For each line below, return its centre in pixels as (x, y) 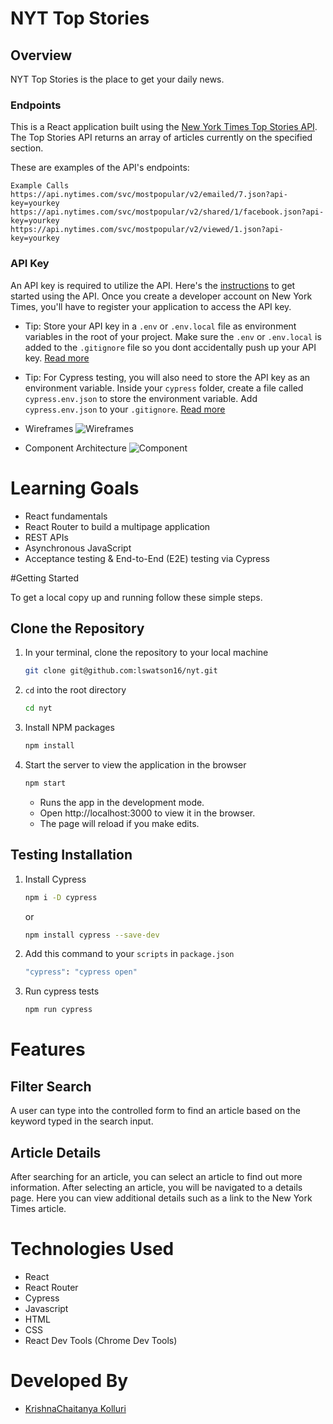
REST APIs (46, 537)
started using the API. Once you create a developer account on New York (161, 296)
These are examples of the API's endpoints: (100, 168)
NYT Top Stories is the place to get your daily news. (117, 79)
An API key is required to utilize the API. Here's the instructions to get (153, 285)
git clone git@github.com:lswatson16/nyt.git (121, 671)
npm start (45, 783)
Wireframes (49, 428)
